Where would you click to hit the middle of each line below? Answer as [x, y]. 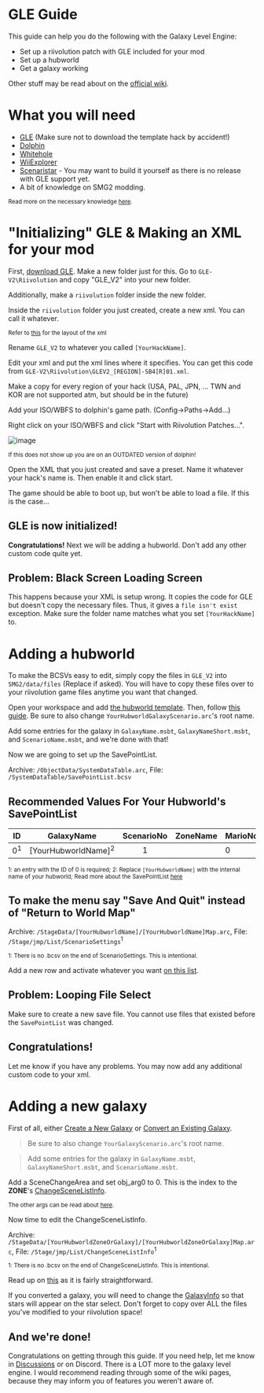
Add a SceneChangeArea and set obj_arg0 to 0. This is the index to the [123, 1182]
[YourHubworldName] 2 [72, 850]
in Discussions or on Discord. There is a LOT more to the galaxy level [120, 1364]
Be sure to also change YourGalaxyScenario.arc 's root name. [125, 1143]
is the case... [29, 501]
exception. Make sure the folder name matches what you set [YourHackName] [132, 614]
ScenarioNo [145, 836]
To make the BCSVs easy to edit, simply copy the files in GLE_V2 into [118, 676]
